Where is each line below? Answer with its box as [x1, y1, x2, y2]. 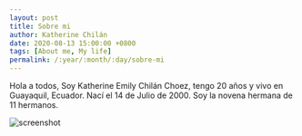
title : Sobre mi [9, 22, 71, 31]
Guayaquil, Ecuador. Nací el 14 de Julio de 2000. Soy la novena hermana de [9, 90, 293, 101]
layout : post [9, 13, 59, 23]
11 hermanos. [9, 100, 59, 110]
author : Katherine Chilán [9, 30, 107, 39]
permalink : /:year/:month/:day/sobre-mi [9, 55, 166, 64]
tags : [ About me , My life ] [9, 47, 112, 56]
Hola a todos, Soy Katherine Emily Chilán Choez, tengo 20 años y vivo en [9, 81, 284, 91]
